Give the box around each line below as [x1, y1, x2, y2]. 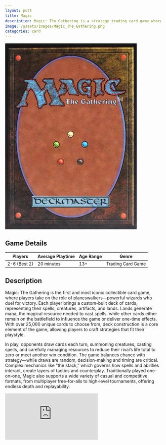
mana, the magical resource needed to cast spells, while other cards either [5, 311, 157, 317]
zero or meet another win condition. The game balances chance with [5, 352, 145, 358]
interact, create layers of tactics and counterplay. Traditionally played [5, 368, 146, 374]
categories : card [5, 29, 41, 34]
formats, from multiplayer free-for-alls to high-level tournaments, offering [5, 378, 155, 384]
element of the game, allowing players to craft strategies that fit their [5, 327, 145, 332]
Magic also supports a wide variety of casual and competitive [22, 373, 148, 379]
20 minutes [38, 261, 61, 267]
